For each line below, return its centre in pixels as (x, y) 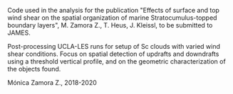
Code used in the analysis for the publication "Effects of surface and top (113, 10)
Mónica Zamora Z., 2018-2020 (52, 83)
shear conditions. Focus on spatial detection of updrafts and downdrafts (113, 54)
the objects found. (34, 69)
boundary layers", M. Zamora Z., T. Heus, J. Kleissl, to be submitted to (110, 25)
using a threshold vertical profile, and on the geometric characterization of (116, 61)
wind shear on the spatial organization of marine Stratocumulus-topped (112, 18)
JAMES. (19, 33)
